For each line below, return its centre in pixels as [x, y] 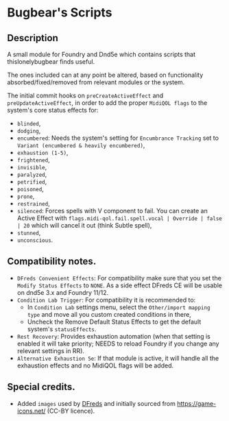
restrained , [33, 203]
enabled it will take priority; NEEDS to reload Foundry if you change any [118, 344]
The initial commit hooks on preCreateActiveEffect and [85, 95]
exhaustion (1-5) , [43, 153]
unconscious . [35, 240]
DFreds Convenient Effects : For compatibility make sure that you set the [119, 278]
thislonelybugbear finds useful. [51, 62]
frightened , [33, 160]
